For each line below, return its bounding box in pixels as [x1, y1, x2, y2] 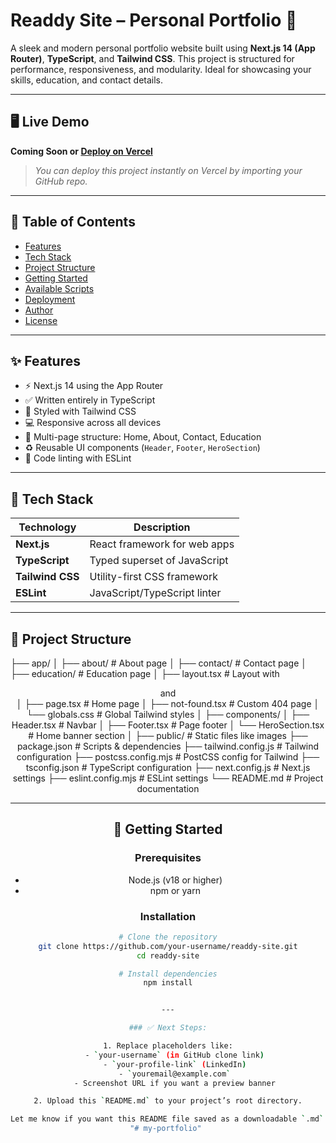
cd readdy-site [136, 950, 200, 961]
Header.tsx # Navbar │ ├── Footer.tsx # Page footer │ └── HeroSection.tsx [11, 719, 325, 731]
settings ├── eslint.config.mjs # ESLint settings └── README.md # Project [12, 772, 324, 784]
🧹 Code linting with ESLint [24, 452, 132, 464]
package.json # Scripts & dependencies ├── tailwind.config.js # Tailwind [16, 740, 320, 752]
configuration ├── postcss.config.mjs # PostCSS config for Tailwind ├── [16, 751, 320, 763]
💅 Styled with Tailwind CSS [24, 405, 137, 418]
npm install [143, 978, 193, 988]
